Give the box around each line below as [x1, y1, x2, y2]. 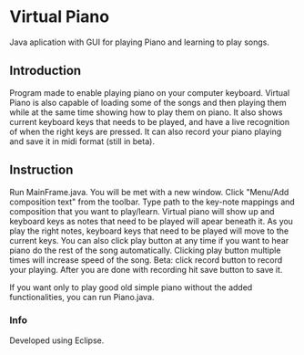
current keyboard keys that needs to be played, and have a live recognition [9, 116, 290, 127]
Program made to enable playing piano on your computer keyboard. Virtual [9, 87, 290, 98]
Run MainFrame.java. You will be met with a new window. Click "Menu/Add [9, 186, 289, 197]
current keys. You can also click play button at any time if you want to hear [9, 235, 289, 245]
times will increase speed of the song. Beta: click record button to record [9, 254, 283, 266]
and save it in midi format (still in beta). [9, 135, 155, 147]
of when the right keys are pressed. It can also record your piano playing [9, 126, 282, 137]
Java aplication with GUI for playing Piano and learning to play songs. [9, 37, 270, 47]
